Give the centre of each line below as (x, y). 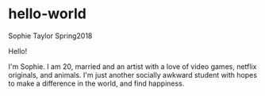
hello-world (48, 14)
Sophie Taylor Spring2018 (50, 36)
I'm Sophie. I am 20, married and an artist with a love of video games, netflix (132, 66)
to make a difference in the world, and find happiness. (96, 83)
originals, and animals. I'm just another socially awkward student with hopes (133, 75)
